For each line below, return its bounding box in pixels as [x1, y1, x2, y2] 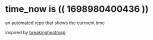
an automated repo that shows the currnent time [5, 20, 105, 26]
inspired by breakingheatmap [5, 29, 66, 35]
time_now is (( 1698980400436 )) [5, 3, 149, 15]
